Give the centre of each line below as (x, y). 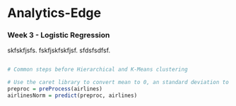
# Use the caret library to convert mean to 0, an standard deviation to (118, 83)
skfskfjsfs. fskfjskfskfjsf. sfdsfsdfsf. (59, 50)
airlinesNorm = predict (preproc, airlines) (72, 96)
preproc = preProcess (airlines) (55, 89)
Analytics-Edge (54, 13)
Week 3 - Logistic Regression (59, 35)
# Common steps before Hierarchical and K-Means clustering (98, 70)
